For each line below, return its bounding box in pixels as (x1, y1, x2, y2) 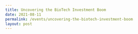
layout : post (5, 21, 32, 26)
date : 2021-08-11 (5, 12, 41, 17)
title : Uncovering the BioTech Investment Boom (5, 7, 106, 12)
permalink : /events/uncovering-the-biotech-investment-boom (5, 16, 133, 21)
